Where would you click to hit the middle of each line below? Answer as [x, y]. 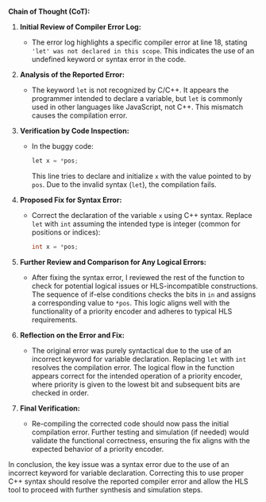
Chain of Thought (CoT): [49, 12]
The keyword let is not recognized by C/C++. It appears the [130, 90]
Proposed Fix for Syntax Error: [71, 200]
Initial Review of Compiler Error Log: [80, 27]
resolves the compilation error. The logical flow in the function [133, 367]
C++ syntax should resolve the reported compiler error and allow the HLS [128, 481]
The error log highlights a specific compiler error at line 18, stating [139, 42]
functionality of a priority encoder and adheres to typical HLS [132, 311]
